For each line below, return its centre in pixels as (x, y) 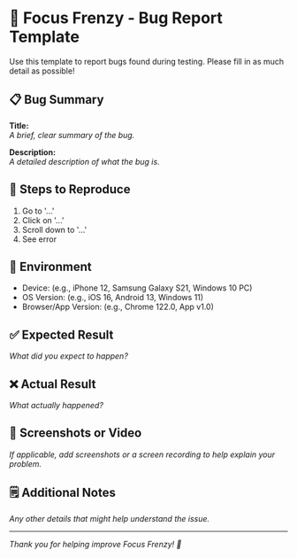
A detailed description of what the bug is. (85, 161)
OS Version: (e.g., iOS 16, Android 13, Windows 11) (113, 298)
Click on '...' (43, 220)
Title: (19, 125)
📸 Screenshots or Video (76, 433)
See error (39, 239)
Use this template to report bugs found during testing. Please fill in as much (147, 61)
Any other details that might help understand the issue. (110, 518)
